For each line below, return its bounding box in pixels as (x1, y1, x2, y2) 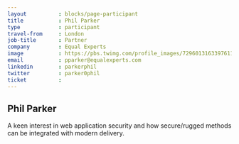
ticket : (7, 76, 62, 84)
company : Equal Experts (7, 43, 107, 50)
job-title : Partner (7, 37, 87, 44)
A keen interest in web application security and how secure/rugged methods (7, 121, 232, 130)
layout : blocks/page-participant (7, 10, 139, 18)
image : (7, 50, 62, 57)
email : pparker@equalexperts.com (7, 57, 142, 64)
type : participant (7, 23, 100, 31)
